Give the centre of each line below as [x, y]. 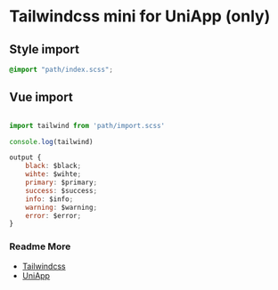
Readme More [40, 246]
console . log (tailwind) [51, 141]
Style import [45, 49]
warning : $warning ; [61, 207]
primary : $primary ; [61, 183]
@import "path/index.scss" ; [61, 69]
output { [25, 157]
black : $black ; [53, 166]
